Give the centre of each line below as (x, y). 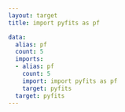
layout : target (33, 15)
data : (17, 37)
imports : (29, 59)
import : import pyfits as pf (70, 81)
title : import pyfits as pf (54, 23)
